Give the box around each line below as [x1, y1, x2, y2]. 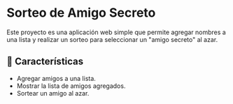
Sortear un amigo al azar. [16, 89, 90, 97]
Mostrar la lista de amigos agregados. [16, 82, 126, 90]
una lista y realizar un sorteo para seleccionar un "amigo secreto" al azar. [6, 35, 218, 43]
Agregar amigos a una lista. [16, 74, 96, 82]
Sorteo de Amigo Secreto [6, 5, 156, 21]
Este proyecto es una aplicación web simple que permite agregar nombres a [6, 28, 227, 36]
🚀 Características [6, 56, 84, 68]
